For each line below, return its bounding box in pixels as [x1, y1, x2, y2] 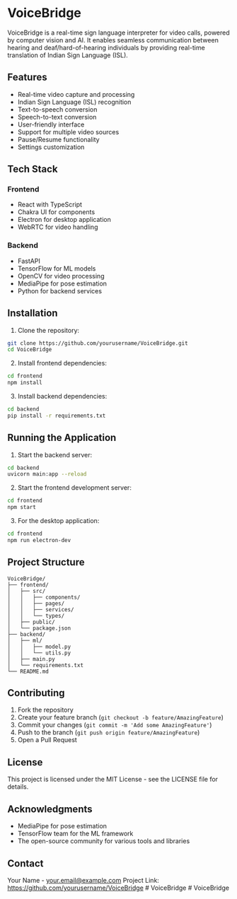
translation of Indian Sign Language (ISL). [7, 51, 129, 59]
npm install [7, 380, 42, 387]
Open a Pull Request [17, 736, 78, 744]
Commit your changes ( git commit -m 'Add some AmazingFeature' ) [17, 721, 212, 729]
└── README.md [7, 668, 50, 675]
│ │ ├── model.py [7, 643, 71, 650]
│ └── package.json [7, 624, 71, 632]
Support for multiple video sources [17, 127, 120, 136]
